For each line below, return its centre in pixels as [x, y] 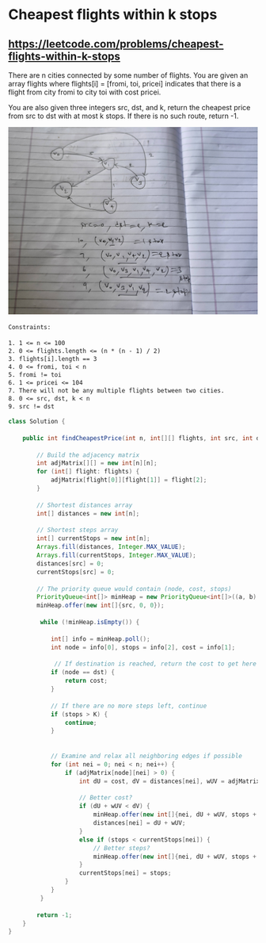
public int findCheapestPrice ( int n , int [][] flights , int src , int [138, 438]
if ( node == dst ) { [82, 673]
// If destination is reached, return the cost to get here [156, 664]
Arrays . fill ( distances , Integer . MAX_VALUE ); [111, 547]
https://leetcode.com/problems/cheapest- [116, 44]
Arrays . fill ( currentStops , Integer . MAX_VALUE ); [116, 555]
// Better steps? [122, 848]
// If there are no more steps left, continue [129, 706]
